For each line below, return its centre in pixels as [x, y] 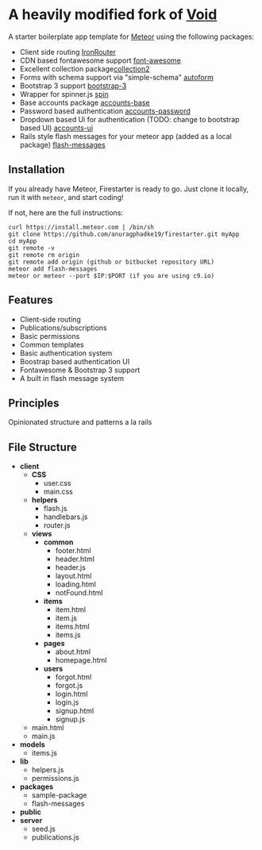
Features [31, 300]
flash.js [55, 509]
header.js [70, 567]
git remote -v [32, 248]
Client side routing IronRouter [68, 52]
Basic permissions [50, 336]
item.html [70, 610]
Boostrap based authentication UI [75, 361]
